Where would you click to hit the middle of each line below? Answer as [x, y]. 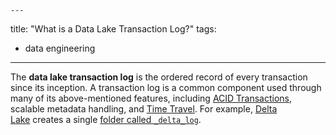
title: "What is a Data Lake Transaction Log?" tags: [113, 29]
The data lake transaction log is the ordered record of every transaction [159, 77]
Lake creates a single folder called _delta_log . [106, 119]
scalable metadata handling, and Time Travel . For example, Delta [144, 109]
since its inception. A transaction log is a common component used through [166, 87]
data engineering [60, 48]
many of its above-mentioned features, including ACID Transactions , [151, 98]
